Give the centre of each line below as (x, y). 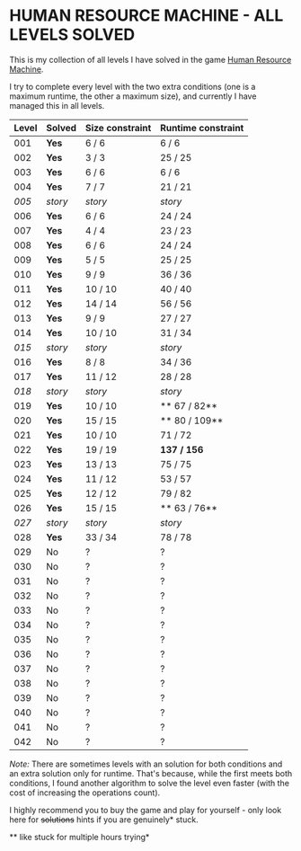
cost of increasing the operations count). (85, 793)
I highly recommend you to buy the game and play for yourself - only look (146, 810)
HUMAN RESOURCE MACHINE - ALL (146, 16)
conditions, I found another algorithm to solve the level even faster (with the (150, 783)
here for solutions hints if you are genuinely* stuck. (104, 820)
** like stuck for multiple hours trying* (80, 837)
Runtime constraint (202, 128)
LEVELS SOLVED (72, 35)
